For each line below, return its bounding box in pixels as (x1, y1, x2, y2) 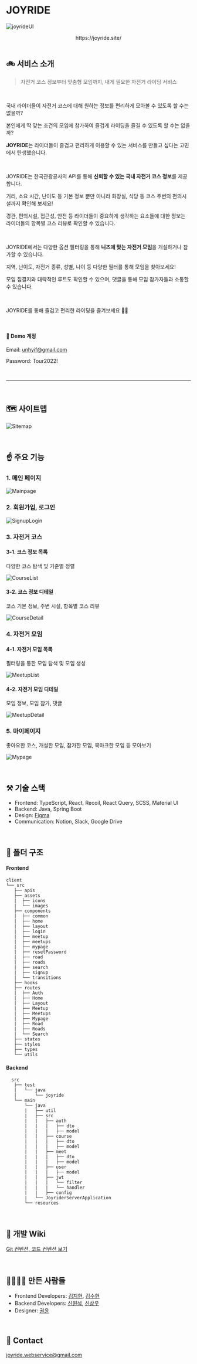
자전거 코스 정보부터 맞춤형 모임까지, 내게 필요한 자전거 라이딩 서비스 (20, 78, 177, 85)
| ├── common (13, 913, 49, 919)
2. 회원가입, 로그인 (6, 504, 56, 512)
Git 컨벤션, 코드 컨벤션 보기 (6, 1246, 67, 1253)
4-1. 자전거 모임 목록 (6, 645, 53, 652)
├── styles (13, 1042, 41, 1047)
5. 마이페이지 (6, 727, 41, 736)
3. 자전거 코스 (6, 533, 43, 541)
